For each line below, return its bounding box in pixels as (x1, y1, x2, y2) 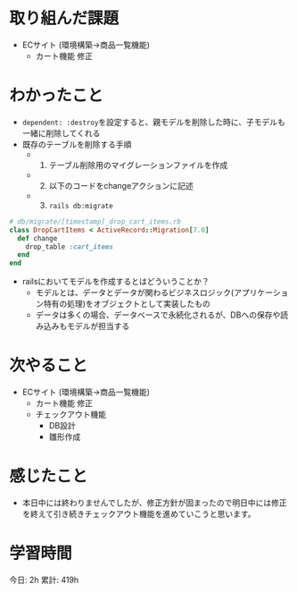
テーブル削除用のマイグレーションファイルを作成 (48, 159, 228, 170)
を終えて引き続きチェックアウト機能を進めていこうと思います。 (21, 509, 256, 519)
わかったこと (9, 86, 104, 106)
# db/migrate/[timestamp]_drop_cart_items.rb (9, 216, 181, 226)
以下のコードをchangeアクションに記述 (48, 180, 194, 191)
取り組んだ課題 (9, 8, 120, 29)
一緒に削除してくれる (21, 127, 101, 139)
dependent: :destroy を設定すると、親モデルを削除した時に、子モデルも (21, 116, 285, 127)
